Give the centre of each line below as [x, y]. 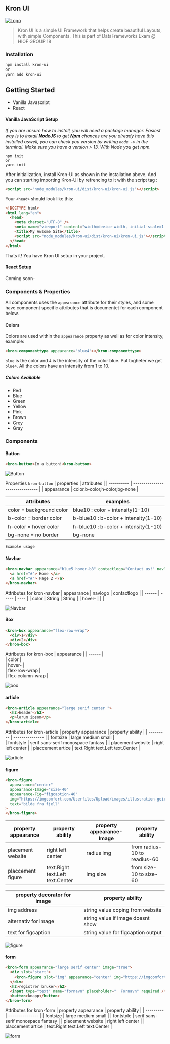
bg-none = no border [33, 535]
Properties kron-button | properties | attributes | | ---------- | [69, 483]
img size [96, 874]
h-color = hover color [34, 527]
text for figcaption [29, 933]
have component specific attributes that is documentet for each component [84, 308]
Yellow [19, 407]
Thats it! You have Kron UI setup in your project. [55, 255]
